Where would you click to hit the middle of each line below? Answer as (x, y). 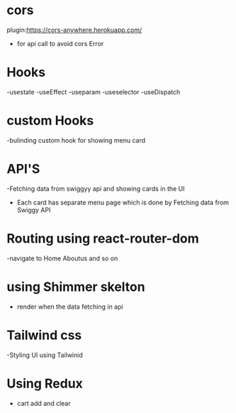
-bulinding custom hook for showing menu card (76, 140)
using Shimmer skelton (76, 287)
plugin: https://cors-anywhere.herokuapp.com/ (74, 30)
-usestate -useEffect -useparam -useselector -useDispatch (94, 92)
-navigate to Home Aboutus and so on (62, 258)
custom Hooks (50, 121)
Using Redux (45, 384)
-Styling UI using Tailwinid (45, 355)
